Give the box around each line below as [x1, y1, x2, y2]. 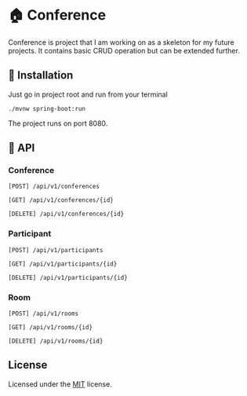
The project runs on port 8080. [8, 119, 108, 128]
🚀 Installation [8, 68, 74, 82]
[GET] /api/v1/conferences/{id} [8, 196, 114, 204]
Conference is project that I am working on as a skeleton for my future [8, 37, 235, 47]
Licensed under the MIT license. [8, 379, 112, 389]
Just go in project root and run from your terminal [8, 90, 169, 99]
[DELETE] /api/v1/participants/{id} [8, 273, 128, 281]
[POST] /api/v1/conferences [8, 182, 100, 191]
